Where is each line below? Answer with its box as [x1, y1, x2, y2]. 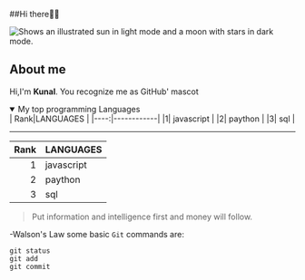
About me [9, 62, 66, 77]
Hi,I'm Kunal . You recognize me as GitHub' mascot [9, 86, 200, 97]
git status [9, 246, 51, 256]
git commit [9, 262, 51, 271]
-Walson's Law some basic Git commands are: [9, 228, 184, 239]
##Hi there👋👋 [9, 9, 61, 19]
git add [9, 254, 39, 263]
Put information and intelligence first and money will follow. [31, 211, 252, 222]
